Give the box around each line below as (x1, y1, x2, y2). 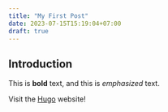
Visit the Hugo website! (8, 94, 87, 104)
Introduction (8, 57, 73, 71)
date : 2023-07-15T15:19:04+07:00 (8, 19, 122, 28)
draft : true (8, 27, 49, 35)
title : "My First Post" (8, 11, 89, 20)
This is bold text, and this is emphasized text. (8, 79, 160, 88)
